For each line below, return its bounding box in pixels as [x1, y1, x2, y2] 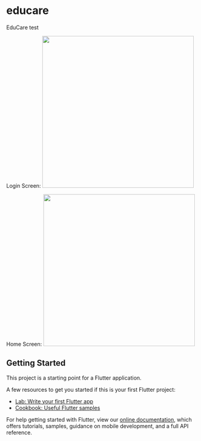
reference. [6, 429, 32, 436]
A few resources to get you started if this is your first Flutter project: [6, 386, 176, 393]
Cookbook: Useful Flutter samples [15, 404, 100, 411]
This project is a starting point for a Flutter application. [6, 374, 142, 381]
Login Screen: [6, 182, 41, 189]
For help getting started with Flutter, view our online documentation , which [6, 415, 193, 423]
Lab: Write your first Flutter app [15, 397, 94, 405]
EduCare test [6, 24, 39, 31]
